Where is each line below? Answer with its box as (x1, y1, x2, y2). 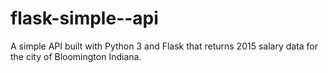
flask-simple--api (10, 7, 159, 30)
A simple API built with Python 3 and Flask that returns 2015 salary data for (10, 40, 319, 52)
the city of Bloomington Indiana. (10, 50, 142, 62)
